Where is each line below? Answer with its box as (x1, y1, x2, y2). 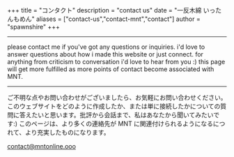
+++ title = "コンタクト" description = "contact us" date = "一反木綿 (7, 6, 202, 14)
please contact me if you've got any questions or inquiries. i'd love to (7, 43, 205, 51)
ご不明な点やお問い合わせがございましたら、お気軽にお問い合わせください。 (7, 94, 227, 101)
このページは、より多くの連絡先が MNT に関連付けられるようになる (19, 119, 214, 128)
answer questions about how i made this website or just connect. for (7, 50, 204, 58)
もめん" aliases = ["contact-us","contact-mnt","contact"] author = (13, 15, 201, 23)
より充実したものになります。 (24, 128, 110, 136)
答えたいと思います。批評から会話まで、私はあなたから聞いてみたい (19, 111, 214, 119)
